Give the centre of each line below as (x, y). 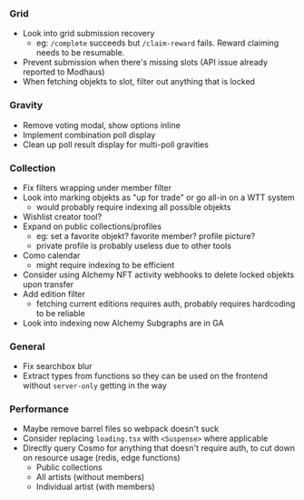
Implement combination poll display (89, 135)
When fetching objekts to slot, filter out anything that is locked (139, 82)
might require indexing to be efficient (105, 265)
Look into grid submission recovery (88, 34)
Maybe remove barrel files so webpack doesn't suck (121, 429)
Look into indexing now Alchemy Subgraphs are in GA (123, 323)
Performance (39, 409)
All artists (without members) (90, 477)
